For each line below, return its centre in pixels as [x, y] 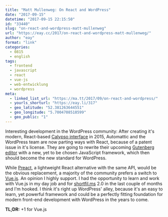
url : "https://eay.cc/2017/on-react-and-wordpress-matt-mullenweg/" [78, 33]
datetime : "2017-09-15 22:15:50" [40, 19]
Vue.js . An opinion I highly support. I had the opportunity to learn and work [82, 178]
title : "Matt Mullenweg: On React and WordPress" [58, 10]
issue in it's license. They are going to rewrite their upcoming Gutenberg [80, 147]
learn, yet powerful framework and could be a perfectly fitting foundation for [84, 194]
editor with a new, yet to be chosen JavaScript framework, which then [77, 152]
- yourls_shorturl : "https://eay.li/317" [54, 103]
